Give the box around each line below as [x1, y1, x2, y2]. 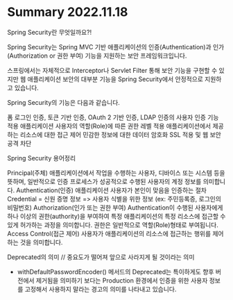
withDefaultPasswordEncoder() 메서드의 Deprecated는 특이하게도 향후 [17, 267, 214, 276]
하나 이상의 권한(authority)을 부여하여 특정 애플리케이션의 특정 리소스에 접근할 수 [7, 212, 226, 220]
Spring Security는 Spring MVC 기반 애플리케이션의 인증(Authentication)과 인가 [7, 42, 225, 51]
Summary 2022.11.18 [7, 4, 128, 20]
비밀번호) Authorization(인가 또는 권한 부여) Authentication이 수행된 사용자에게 [7, 203, 223, 212]
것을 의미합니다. [19, 237, 63, 247]
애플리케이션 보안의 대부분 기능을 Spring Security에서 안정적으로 [27, 74, 203, 83]
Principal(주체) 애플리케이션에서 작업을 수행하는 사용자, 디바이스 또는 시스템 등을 [7, 168, 225, 177]
